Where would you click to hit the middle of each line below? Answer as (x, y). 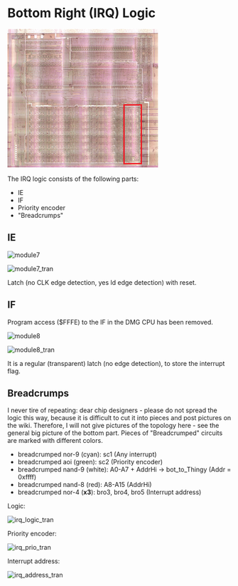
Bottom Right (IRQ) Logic (82, 13)
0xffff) (27, 477)
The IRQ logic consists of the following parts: (73, 179)
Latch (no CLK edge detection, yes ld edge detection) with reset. (102, 282)
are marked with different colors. (55, 441)
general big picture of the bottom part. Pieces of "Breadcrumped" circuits (115, 433)
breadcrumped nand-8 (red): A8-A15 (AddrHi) (85, 485)
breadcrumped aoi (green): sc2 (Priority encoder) (90, 462)
